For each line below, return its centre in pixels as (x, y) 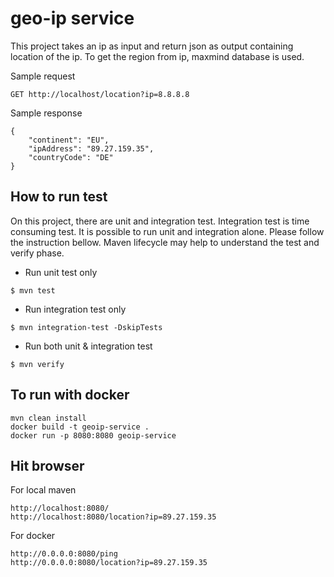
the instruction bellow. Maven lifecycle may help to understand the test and (165, 242)
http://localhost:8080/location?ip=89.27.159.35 (113, 517)
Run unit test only (61, 272)
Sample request (43, 76)
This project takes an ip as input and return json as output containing (152, 46)
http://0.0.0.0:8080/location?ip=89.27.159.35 (109, 563)
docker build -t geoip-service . (80, 427)
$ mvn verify (37, 364)
